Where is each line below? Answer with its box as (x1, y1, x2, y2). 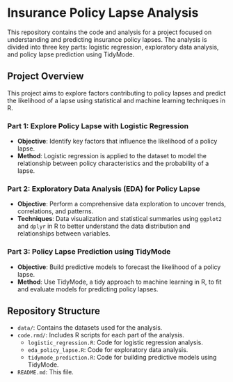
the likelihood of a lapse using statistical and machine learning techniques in (7, 96, 226, 105)
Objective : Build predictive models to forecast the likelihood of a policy (17, 263, 221, 271)
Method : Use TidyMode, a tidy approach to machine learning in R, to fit (17, 277, 222, 286)
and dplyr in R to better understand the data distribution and (17, 222, 191, 231)
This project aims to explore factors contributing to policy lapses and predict (7, 89, 226, 97)
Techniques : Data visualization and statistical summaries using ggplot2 (17, 215, 223, 223)
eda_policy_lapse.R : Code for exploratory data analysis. (27, 346, 188, 354)
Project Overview (7, 70, 84, 82)
